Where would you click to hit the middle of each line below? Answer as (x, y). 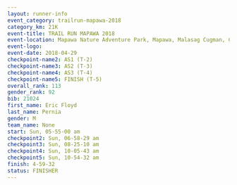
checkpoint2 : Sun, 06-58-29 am (53, 138)
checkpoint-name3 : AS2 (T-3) (50, 66)
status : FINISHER (33, 171)
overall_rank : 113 (34, 86)
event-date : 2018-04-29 (42, 53)
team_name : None (31, 125)
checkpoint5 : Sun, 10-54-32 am (53, 158)
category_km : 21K (33, 27)
